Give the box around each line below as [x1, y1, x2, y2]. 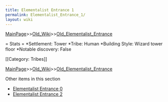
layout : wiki [5, 17, 33, 22]
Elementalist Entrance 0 [12, 86, 63, 92]
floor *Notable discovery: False [5, 46, 71, 53]
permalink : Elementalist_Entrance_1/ [5, 12, 86, 17]
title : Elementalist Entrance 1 [5, 7, 74, 13]
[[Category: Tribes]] [5, 56, 47, 62]
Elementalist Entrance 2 [12, 91, 63, 97]
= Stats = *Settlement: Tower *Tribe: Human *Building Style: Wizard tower [5, 41, 163, 47]
